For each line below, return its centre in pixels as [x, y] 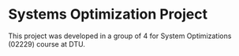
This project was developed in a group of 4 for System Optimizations [120, 36]
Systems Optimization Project [108, 14]
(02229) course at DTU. [47, 44]
